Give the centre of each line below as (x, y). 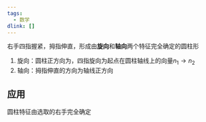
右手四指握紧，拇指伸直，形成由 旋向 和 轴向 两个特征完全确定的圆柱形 (103, 46)
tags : (15, 13)
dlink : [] (21, 26)
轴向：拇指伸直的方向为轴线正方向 (65, 71)
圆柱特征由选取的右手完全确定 (49, 111)
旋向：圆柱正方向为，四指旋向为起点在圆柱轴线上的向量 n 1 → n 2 (106, 62)
